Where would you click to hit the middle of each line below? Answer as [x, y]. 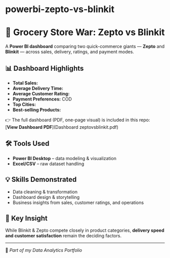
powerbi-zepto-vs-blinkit [60, 9]
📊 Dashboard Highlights [45, 68]
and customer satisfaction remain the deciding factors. [63, 236]
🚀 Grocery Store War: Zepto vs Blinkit [85, 33]
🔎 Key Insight [27, 218]
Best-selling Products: [37, 110]
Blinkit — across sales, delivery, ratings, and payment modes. [70, 52]
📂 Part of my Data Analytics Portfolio [44, 250]
